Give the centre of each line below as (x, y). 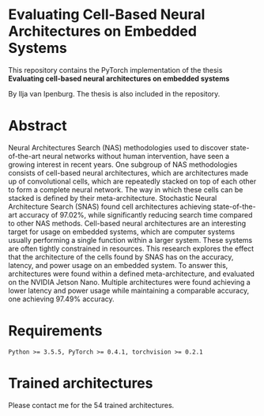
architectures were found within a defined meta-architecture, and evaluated (132, 274)
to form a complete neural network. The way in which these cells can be (126, 189)
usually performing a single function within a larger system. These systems (130, 240)
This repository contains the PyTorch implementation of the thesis (115, 70)
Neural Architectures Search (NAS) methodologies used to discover (119, 147)
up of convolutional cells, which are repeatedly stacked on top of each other (132, 181)
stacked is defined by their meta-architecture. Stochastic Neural (113, 198)
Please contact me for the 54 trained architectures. (91, 405)
